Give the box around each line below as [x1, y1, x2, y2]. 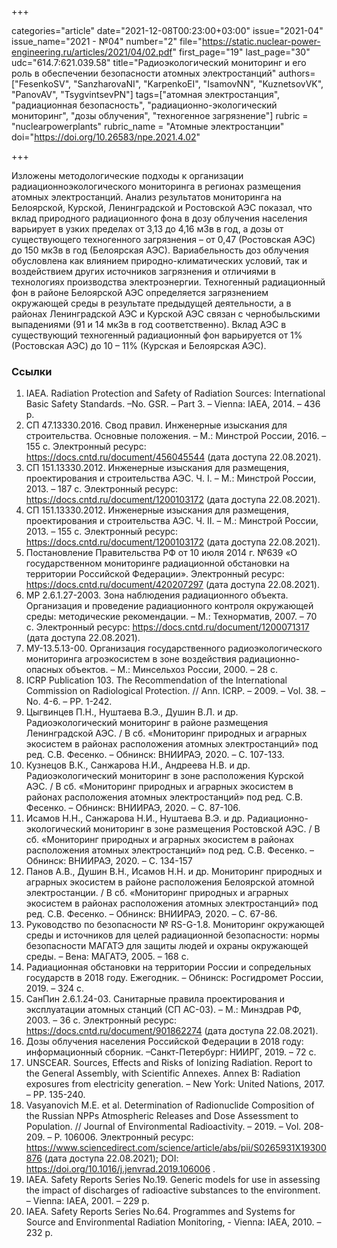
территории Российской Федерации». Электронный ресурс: [25, 568, 285, 580]
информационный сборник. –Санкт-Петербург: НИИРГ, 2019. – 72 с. [25, 1046, 317, 1058]
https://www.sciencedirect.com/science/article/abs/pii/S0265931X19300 [25, 1142, 327, 1154]
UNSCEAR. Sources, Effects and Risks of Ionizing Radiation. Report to [25, 1057, 313, 1069]
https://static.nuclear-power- [201, 36, 321, 47]
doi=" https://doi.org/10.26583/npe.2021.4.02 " [11, 131, 201, 143]
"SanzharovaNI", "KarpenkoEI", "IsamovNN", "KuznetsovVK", [73, 78, 324, 90]
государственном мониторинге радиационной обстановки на [25, 557, 290, 570]
